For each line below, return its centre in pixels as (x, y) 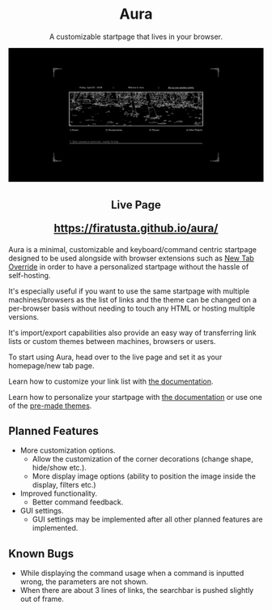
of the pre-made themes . (50, 406)
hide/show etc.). (59, 468)
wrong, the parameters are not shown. (84, 582)
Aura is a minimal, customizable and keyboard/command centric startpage (133, 249)
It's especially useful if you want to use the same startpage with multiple (129, 291)
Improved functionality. (58, 494)
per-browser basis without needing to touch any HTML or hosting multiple (132, 308)
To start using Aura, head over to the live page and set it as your (115, 357)
